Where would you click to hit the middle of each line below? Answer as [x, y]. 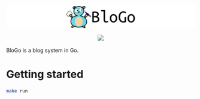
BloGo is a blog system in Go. [43, 50]
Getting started [45, 74]
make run [17, 91]
